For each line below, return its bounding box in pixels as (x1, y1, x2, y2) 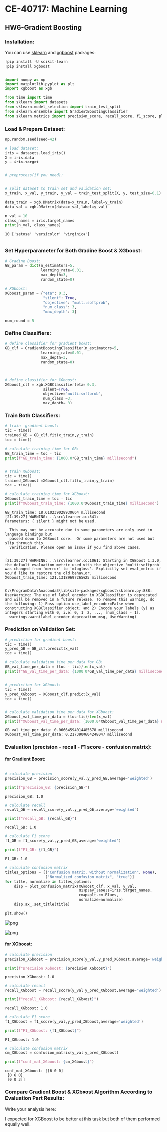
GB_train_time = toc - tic (5, 451, 61, 456)
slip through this (5, 540, 43, 545)
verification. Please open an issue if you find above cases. (9, 545, 141, 550)
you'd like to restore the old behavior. (5, 570, 92, 576)
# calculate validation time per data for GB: (5, 660, 103, 665)
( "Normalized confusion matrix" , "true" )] (45, 874, 135, 879)
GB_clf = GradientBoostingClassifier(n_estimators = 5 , (5, 346, 119, 351)
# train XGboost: (5, 469, 41, 474)
